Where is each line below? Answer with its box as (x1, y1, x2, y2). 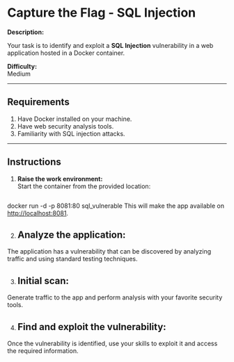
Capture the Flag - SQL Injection (7, 5, 196, 21)
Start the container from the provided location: (17, 182, 151, 190)
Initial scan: (17, 274, 70, 286)
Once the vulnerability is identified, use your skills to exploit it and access (7, 339, 218, 347)
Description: (7, 28, 44, 36)
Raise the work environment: (17, 174, 103, 183)
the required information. (7, 347, 79, 355)
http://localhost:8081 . (7, 208, 68, 217)
